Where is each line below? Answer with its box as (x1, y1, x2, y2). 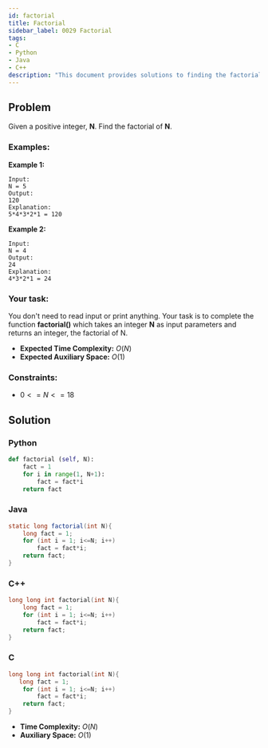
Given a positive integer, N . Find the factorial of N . (8, 121, 173, 132)
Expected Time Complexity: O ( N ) (19, 344, 132, 354)
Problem (8, 101, 52, 114)
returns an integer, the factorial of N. (8, 328, 128, 338)
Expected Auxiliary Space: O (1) (19, 352, 125, 362)
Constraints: (8, 372, 58, 383)
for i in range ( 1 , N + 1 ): (22, 470, 105, 478)
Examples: (8, 141, 50, 152)
